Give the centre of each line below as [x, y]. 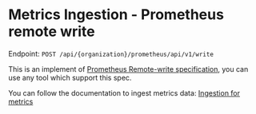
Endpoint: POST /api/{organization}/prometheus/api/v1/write [111, 53]
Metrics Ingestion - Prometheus [116, 15]
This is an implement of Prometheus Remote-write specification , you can [128, 69]
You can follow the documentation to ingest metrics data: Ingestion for [124, 92]
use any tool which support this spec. [70, 77]
